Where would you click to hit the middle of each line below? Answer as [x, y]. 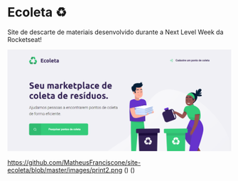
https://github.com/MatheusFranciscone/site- [74, 162]
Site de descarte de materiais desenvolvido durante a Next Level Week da [115, 32]
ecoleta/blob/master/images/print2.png [65, 170]
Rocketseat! [25, 39]
